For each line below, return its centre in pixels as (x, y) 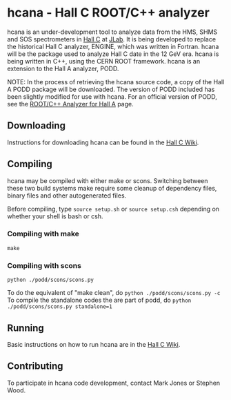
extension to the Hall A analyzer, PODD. (63, 68)
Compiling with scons (44, 265)
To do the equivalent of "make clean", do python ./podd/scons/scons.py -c (114, 293)
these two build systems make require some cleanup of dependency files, (112, 188)
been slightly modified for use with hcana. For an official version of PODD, (112, 96)
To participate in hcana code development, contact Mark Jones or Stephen (114, 383)
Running (26, 328)
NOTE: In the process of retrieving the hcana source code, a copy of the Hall (116, 82)
